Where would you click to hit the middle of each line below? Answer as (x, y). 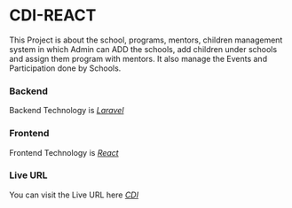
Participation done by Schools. (65, 68)
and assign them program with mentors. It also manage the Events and (138, 58)
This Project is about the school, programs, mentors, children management (146, 40)
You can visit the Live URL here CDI (74, 195)
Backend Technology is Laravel (67, 111)
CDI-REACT (53, 15)
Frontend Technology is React (64, 152)
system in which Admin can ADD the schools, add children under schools (143, 49)
